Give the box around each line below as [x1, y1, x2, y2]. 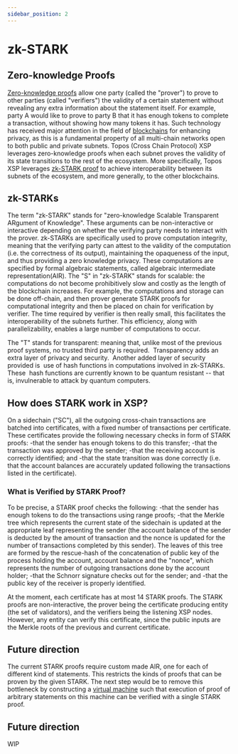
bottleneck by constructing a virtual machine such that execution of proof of [7, 685, 231, 693]
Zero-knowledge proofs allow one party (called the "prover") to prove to [7, 88, 219, 97]
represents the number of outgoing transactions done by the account [7, 564, 210, 572]
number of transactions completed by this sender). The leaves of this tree [7, 541, 223, 549]
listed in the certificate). [7, 469, 77, 477]
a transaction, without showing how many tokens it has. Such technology [7, 118, 222, 127]
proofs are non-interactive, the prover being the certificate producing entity [7, 600, 229, 609]
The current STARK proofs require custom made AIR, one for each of [7, 662, 209, 671]
